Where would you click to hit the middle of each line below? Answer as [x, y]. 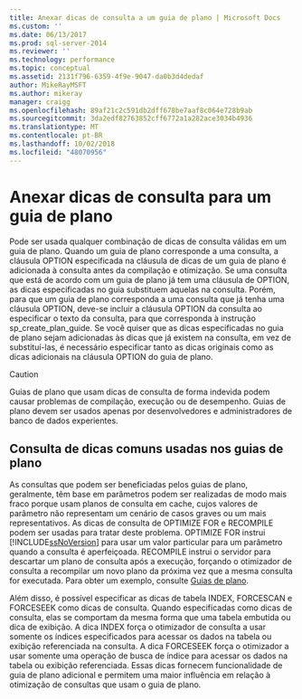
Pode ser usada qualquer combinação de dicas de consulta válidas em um [148, 241]
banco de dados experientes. [64, 420]
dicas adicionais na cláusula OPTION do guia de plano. [111, 356]
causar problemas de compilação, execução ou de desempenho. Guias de [148, 401]
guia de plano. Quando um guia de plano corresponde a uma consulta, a [144, 250]
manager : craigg [40, 102]
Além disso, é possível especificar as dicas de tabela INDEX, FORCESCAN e [151, 599]
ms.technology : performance [62, 60]
